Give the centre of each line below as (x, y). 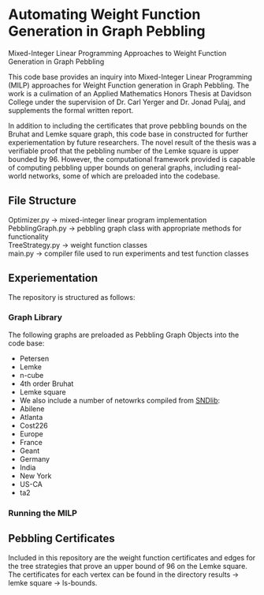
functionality (28, 236)
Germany (34, 458)
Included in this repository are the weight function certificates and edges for (132, 557)
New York (35, 476)
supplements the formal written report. (71, 110)
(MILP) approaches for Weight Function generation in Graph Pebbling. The (129, 85)
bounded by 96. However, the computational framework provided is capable (132, 159)
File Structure (42, 201)
